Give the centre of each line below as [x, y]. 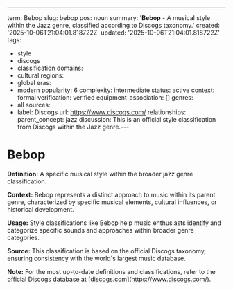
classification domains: [50, 68]
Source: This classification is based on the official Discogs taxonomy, [107, 251]
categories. [23, 237]
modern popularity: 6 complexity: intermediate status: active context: [116, 90]
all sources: [34, 105]
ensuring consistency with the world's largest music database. [96, 258]
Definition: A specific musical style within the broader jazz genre [100, 174]
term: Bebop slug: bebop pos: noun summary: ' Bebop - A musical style [109, 18]
